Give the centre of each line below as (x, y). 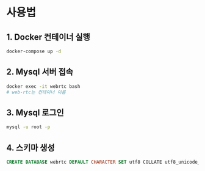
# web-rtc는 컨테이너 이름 (36, 92)
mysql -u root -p (28, 127)
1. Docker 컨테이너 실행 (48, 37)
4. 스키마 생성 (31, 147)
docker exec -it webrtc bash (43, 86)
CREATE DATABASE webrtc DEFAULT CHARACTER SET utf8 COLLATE (85, 162)
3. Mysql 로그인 (35, 113)
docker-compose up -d (34, 51)
